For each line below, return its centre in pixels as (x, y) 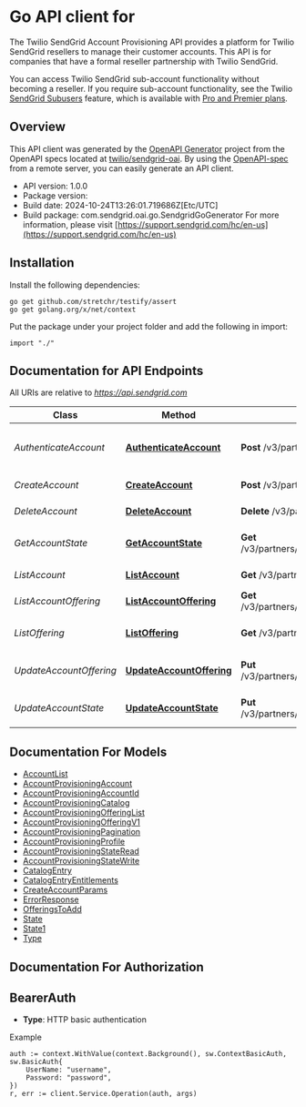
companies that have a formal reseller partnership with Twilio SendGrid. (144, 61)
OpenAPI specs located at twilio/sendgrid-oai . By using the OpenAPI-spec (149, 158)
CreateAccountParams (65, 890)
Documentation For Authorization (107, 967)
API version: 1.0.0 (55, 186)
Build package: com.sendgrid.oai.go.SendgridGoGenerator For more (151, 215)
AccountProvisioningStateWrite (81, 861)
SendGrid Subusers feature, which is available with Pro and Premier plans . (149, 98)
